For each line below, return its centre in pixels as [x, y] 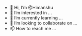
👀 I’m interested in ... [31, 13]
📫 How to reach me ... [33, 28]
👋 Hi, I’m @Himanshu [31, 8]
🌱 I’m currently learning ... [36, 18]
